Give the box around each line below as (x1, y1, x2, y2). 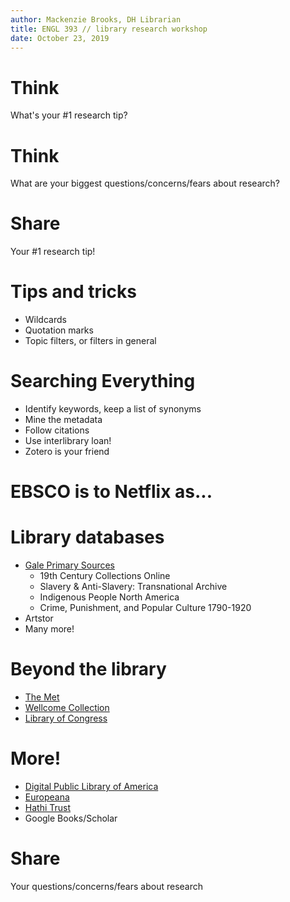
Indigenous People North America (39, 591, 180, 603)
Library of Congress (24, 712, 108, 725)
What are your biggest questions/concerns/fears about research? (10, 177, 280, 190)
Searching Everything (10, 370, 196, 393)
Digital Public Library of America (24, 781, 159, 793)
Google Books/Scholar (24, 812, 118, 825)
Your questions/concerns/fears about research (10, 881, 204, 892)
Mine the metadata (24, 414, 103, 426)
